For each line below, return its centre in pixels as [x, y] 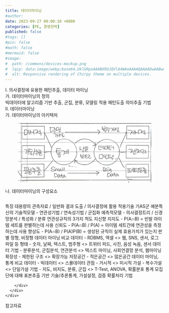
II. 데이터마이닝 [20, 109]
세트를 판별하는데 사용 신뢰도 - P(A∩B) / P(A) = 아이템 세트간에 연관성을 [81, 225]
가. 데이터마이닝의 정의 [27, 96]
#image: [13, 58]
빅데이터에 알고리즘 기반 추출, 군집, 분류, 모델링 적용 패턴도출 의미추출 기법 [78, 103]
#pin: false [18, 43]
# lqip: [14, 69]
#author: [14, 16]
